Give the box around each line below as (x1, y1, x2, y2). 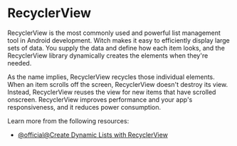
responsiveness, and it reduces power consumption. (7, 103, 162, 111)
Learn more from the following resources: (7, 116, 130, 125)
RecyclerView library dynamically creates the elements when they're (7, 51, 209, 60)
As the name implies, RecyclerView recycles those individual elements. (7, 73, 215, 81)
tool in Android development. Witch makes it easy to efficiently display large (7, 36, 230, 44)
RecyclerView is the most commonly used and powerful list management (7, 28, 221, 37)
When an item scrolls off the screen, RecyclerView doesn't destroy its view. (7, 80, 228, 88)
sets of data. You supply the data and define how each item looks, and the (7, 43, 226, 52)
